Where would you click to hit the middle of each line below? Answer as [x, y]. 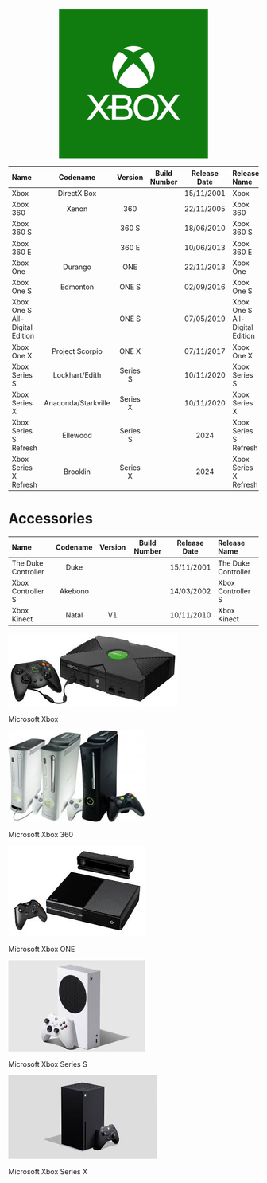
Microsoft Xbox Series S [48, 1064]
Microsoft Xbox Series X [48, 1171]
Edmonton [77, 287]
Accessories [50, 519]
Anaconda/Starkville [77, 403]
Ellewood [77, 435]
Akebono [74, 591]
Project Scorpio [77, 351]
